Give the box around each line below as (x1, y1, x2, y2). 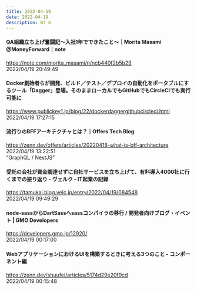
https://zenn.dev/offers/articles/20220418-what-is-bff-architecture (6, 141, 169, 149)
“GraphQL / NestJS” (6, 154, 55, 161)
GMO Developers (15, 217, 59, 224)
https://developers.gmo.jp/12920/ (6, 230, 88, 237)
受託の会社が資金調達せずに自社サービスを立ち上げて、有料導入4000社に (6, 168, 185, 175)
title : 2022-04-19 (6, 8, 51, 15)
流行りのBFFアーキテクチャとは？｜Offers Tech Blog (6, 128, 135, 135)
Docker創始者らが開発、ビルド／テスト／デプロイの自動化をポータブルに (6, 80, 184, 87)
